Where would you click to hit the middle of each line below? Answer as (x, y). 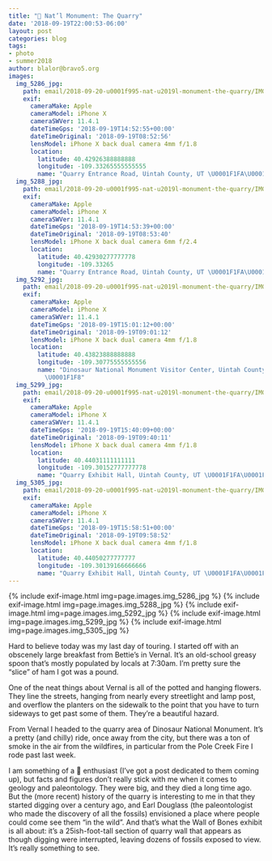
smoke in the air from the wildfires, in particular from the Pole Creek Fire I (131, 747)
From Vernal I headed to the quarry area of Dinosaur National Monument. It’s (136, 729)
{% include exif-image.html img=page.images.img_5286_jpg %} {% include (134, 596)
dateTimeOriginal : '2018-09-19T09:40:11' (101, 437)
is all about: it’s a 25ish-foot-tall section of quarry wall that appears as (125, 831)
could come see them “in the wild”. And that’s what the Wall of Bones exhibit (136, 822)
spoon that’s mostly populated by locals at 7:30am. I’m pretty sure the (125, 663)
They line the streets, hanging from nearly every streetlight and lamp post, (132, 697)
